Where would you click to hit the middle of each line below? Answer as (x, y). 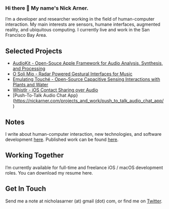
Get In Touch (26, 189)
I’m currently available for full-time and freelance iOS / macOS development (84, 167)
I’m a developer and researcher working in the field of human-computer (80, 19)
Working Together (35, 155)
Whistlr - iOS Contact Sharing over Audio (55, 90)
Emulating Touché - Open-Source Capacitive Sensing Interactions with (86, 79)
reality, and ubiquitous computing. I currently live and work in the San (78, 30)
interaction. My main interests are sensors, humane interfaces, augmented (83, 24)
